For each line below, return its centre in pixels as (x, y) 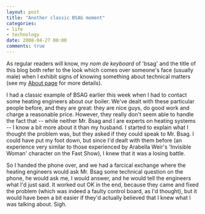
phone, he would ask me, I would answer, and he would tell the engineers (99, 178)
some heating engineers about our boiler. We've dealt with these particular (100, 101)
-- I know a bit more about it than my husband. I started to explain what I (97, 127)
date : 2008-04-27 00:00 (37, 40)
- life (15, 29)
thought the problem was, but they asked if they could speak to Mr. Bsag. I (100, 134)
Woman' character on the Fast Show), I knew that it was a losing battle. (96, 153)
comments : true (26, 46)
